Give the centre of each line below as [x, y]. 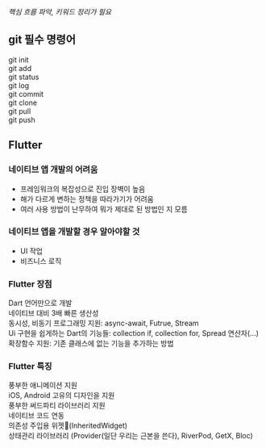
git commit [26, 94]
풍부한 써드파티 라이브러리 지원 [57, 405]
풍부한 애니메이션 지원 [43, 385]
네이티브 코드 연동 [36, 416]
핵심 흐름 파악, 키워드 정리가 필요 [60, 12]
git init [19, 60]
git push [22, 119]
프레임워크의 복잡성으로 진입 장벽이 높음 [83, 189]
